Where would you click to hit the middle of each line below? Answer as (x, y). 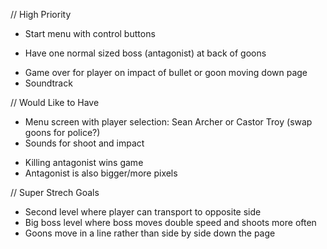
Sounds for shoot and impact (84, 143)
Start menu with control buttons (90, 33)
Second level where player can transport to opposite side (143, 212)
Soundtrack (48, 83)
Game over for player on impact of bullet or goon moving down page (166, 72)
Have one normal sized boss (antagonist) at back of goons (145, 53)
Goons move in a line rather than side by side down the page (150, 233)
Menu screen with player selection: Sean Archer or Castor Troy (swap (168, 122)
